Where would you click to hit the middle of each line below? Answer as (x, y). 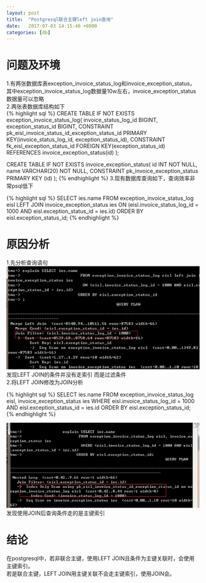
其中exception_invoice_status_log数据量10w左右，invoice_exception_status (101, 91)
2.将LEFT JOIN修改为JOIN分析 (45, 382)
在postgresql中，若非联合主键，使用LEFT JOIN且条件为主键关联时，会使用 (101, 558)
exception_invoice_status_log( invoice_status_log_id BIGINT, (82, 120)
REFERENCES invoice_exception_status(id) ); (63, 153)
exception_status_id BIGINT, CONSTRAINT (60, 126)
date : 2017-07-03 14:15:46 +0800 (52, 26)
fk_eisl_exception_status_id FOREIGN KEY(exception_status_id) (86, 146)
